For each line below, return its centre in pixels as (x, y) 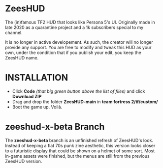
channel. (14, 32)
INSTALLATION (36, 78)
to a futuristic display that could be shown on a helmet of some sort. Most (80, 151)
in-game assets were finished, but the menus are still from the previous (77, 156)
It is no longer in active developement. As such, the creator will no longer (79, 42)
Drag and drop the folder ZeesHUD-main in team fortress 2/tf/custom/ (85, 102)
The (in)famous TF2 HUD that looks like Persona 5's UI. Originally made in (80, 22)
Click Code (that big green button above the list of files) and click (79, 91)
